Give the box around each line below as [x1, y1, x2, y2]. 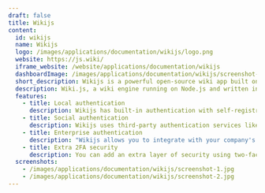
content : [8, 26, 37, 34]
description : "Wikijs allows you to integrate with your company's [28, 135, 256, 144]
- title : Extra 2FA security [22, 143, 118, 151]
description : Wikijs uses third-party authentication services [28, 121, 242, 129]
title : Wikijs [8, 19, 55, 27]
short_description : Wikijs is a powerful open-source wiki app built [15, 77, 248, 85]
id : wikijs [15, 33, 51, 42]
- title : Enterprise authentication [22, 128, 144, 136]
